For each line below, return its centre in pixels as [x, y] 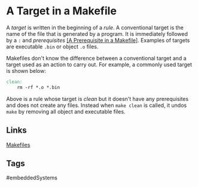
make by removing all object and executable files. [66, 111]
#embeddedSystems [32, 178]
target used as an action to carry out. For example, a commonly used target [99, 65]
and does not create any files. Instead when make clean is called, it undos [97, 105]
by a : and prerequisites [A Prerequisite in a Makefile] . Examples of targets [98, 40]
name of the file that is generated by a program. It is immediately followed [97, 33]
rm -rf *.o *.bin [39, 87]
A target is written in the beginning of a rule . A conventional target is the [95, 27]
